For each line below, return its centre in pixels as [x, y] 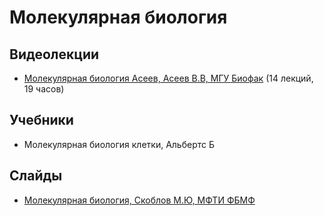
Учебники [41, 120]
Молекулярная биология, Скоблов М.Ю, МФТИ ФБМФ [139, 200]
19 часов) [44, 89]
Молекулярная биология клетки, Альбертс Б [119, 144]
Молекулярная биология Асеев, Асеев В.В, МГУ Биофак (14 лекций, [168, 78]
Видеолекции [54, 54]
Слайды [36, 176]
